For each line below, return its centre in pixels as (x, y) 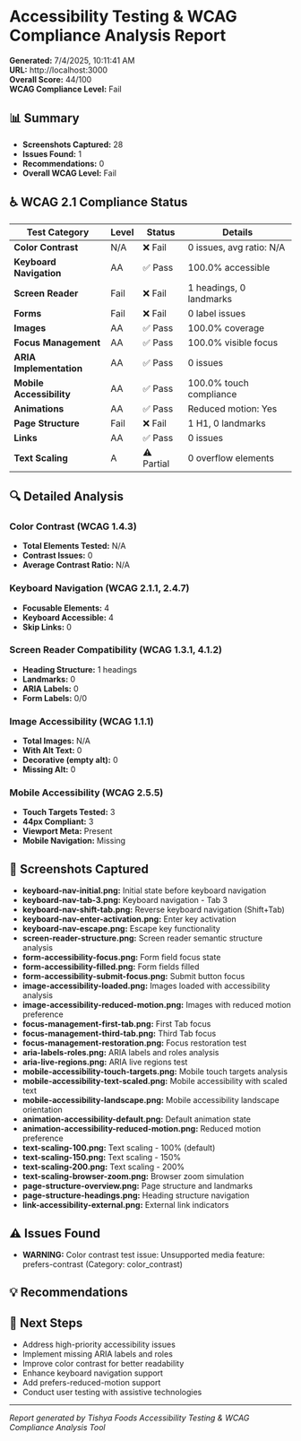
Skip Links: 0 (47, 627)
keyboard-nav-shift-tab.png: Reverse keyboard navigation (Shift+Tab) (153, 910)
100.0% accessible (229, 267)
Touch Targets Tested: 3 (69, 812)
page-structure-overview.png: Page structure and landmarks (138, 1186)
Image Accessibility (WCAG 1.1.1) (82, 721)
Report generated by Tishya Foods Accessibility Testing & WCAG (129, 1418)
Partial (156, 464)
